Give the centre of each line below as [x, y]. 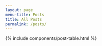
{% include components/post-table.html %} [51, 38]
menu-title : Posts [25, 15]
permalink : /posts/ [26, 24]
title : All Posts [24, 19]
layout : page [19, 10]
